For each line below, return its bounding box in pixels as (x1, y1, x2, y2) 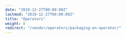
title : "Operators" (5, 16, 46, 21)
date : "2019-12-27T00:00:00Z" (5, 7, 68, 12)
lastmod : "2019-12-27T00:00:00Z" (5, 12, 75, 17)
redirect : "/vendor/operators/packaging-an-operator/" (5, 26, 122, 31)
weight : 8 (5, 21, 26, 26)
